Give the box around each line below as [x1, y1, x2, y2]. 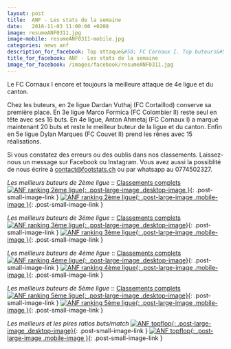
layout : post [7, 10, 45, 17]
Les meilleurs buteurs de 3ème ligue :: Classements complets [7, 214, 181, 222]
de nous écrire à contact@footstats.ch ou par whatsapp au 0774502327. [7, 165, 212, 173]
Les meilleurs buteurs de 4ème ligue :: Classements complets [7, 249, 181, 257]
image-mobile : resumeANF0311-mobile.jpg [7, 36, 125, 43]
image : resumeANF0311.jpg [7, 29, 81, 36]
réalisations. [7, 137, 42, 145]
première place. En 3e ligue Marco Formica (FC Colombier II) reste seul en [7, 108, 217, 116]
